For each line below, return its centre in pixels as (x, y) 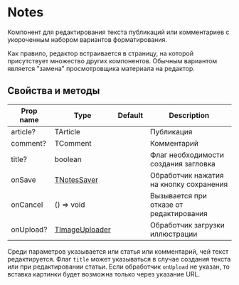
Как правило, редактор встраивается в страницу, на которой (101, 53)
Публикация (171, 131)
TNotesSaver (76, 180)
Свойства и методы (54, 91)
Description (189, 115)
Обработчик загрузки (187, 225)
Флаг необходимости (187, 155)
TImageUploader (83, 230)
